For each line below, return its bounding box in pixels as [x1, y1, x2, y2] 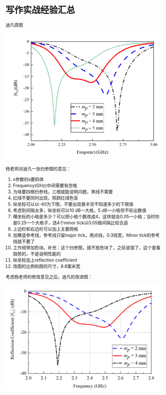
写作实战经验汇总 [5, 4, 76, 16]
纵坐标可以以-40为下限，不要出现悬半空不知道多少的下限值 [12, 201, 134, 207]
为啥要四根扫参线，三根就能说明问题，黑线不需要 [12, 189, 113, 195]
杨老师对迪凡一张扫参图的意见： [5, 166, 71, 172]
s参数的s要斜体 [12, 176, 44, 182]
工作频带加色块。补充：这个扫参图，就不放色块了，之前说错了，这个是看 [12, 244, 161, 251]
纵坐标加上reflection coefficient [12, 257, 77, 263]
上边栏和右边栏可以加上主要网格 [12, 226, 78, 232]
